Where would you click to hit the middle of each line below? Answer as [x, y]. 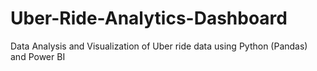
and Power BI [38, 56]
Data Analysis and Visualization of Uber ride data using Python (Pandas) [159, 46]
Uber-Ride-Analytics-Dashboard [149, 18]
